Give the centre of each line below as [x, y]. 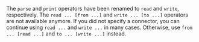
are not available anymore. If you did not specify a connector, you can [93, 21]
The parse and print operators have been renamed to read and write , [93, 9]
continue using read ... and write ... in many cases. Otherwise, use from [99, 27]
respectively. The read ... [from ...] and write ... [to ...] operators [97, 15]
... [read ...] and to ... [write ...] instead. [66, 34]
